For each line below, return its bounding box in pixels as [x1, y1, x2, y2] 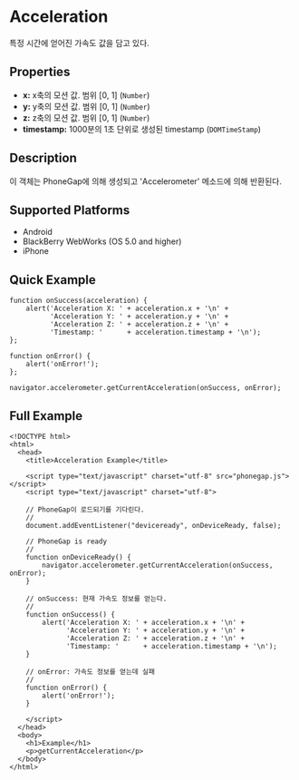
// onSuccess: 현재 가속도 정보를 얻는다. [25, 594, 168, 603]
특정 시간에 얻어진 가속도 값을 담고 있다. [9, 37, 149, 48]
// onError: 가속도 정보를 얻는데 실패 [25, 668, 156, 677]
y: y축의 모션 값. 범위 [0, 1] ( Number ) [22, 101, 151, 112]
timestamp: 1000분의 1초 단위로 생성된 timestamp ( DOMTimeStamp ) [22, 123, 261, 134]
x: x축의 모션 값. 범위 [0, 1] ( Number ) [22, 89, 150, 101]
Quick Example [9, 272, 97, 288]
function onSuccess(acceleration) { [9, 297, 148, 306]
